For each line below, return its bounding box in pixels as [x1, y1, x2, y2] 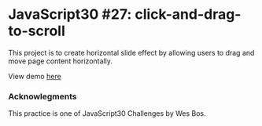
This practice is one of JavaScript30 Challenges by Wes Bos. [8, 109, 206, 118]
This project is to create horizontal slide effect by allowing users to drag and [8, 48, 255, 57]
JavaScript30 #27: [8, 5, 132, 23]
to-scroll [8, 22, 65, 40]
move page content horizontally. [8, 56, 113, 66]
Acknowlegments [8, 91, 77, 102]
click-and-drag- [135, 5, 242, 23]
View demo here [8, 71, 61, 81]
